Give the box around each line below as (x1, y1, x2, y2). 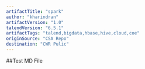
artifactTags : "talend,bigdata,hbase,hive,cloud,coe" (6, 30, 140, 36)
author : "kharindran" (6, 14, 59, 20)
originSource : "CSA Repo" (6, 36, 69, 42)
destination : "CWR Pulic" (6, 42, 69, 47)
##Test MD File (6, 57, 43, 64)
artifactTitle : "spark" (6, 8, 64, 15)
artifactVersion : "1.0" (6, 19, 64, 25)
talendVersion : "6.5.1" (6, 25, 64, 31)
